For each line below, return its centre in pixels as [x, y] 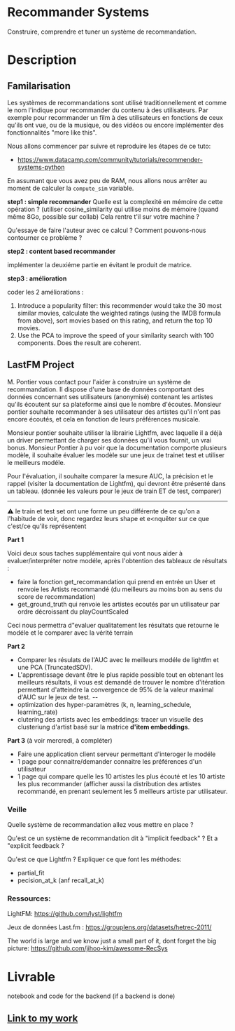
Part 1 [16, 539]
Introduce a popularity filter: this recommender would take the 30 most [119, 305]
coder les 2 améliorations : [45, 292]
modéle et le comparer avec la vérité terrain [70, 633]
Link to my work [43, 1018]
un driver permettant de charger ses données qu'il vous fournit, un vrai [109, 440]
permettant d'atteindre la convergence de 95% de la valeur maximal [115, 689]
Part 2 [16, 646]
